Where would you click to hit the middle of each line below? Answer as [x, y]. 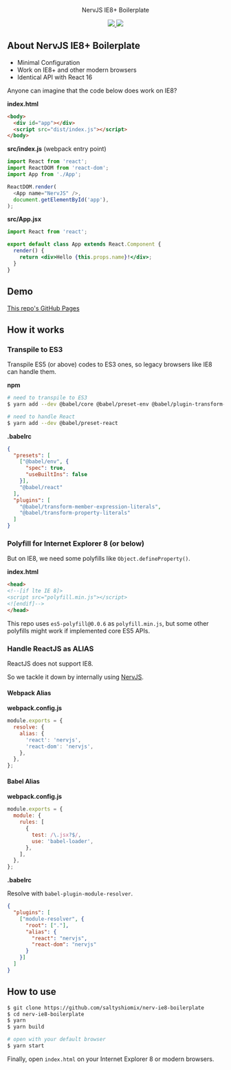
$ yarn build [26, 1027]
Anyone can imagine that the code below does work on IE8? [92, 90]
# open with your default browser [57, 1040]
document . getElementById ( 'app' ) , [61, 199]
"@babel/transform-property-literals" [75, 513]
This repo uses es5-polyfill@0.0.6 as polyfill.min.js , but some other [108, 623]
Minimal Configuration [48, 62]
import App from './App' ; [44, 175]
